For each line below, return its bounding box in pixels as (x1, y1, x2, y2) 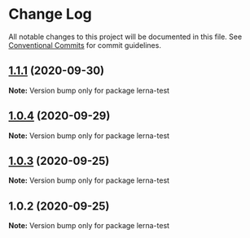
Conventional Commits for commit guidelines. (8, 40, 161, 50)
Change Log (8, 5, 92, 24)
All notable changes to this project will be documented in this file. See (8, 32, 243, 41)
